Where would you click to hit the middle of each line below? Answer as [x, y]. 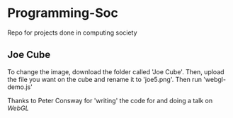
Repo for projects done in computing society [72, 33]
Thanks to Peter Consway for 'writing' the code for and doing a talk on [110, 100]
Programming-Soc [63, 13]
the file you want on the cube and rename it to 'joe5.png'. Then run [104, 79]
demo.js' [20, 87]
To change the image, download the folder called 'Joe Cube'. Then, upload [116, 71]
